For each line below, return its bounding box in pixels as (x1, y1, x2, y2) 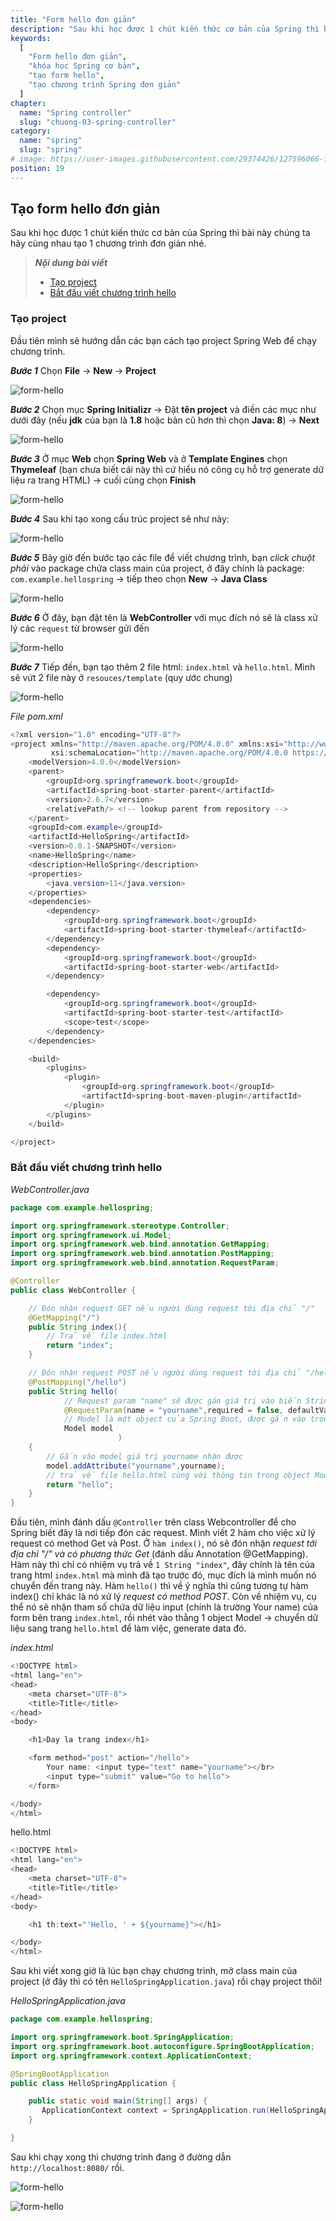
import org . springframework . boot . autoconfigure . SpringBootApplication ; (10, 2041, 315, 2051)
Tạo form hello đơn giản (10, 201, 161, 218)
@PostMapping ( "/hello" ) (28, 1377, 128, 1387)
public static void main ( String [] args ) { (28, 2096, 208, 2106)
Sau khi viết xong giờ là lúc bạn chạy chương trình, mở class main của (10, 1965, 298, 1977)
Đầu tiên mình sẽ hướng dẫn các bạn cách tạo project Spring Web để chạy (10, 334, 317, 346)
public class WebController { (10, 1285, 137, 1295)
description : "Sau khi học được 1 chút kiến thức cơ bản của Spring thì (10, 24, 320, 34)
